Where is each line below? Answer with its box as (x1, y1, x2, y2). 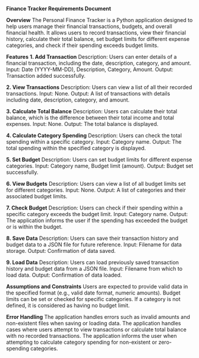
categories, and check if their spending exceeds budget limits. (6, 42, 159, 49)
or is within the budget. (6, 223, 63, 230)
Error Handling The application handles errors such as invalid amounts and (6, 313, 190, 320)
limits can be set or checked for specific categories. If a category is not (6, 296, 181, 302)
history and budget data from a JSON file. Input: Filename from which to (6, 265, 183, 272)
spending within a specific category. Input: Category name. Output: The (6, 138, 182, 145)
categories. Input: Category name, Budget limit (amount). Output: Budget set (6, 163, 194, 169)
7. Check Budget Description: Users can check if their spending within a (6, 204, 183, 211)
